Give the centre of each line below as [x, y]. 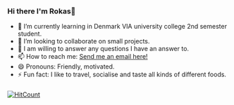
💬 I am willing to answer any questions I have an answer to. [103, 49]
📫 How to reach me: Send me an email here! [82, 57]
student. [30, 34]
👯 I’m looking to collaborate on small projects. [84, 41]
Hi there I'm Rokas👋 [42, 11]
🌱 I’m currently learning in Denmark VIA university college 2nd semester [122, 27]
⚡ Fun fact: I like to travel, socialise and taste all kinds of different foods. [122, 75]
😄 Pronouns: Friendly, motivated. [66, 66]
